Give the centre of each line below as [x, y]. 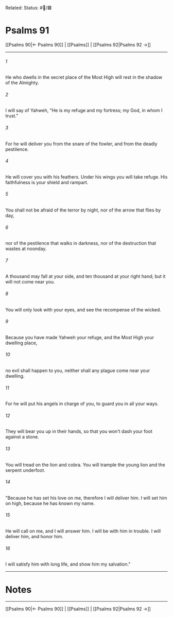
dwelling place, [21, 343]
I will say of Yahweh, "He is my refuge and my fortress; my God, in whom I [84, 111]
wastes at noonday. [26, 249]
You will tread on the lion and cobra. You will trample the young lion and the [85, 465]
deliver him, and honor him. [34, 536]
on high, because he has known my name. [50, 503]
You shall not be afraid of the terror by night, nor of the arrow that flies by [83, 210]
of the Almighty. [22, 83]
